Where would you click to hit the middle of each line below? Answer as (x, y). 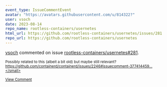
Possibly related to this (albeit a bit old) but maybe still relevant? (61, 62)
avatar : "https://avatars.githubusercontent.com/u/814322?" (70, 15)
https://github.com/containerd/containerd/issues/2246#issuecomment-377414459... (79, 66)
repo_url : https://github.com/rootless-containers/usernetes (71, 38)
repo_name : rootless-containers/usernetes (51, 29)
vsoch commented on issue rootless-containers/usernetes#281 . (72, 52)
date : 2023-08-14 (24, 24)
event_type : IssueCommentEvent (38, 10)
